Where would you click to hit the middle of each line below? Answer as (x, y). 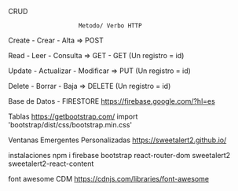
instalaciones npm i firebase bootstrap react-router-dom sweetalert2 (119, 155)
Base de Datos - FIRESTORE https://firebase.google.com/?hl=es (112, 101)
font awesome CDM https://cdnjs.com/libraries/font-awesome (109, 179)
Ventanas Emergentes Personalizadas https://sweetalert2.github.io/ (117, 140)
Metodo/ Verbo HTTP (110, 26)
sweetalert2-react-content (51, 163)
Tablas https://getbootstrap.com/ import (73, 116)
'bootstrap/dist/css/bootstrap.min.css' (70, 125)
